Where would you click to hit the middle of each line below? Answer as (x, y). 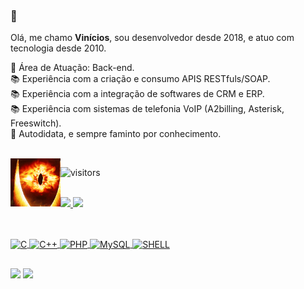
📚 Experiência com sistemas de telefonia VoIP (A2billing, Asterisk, (147, 109)
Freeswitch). (36, 123)
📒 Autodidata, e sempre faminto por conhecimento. (116, 134)
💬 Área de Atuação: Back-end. (72, 68)
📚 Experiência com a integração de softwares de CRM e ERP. (137, 94)
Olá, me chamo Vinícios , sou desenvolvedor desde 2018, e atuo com (152, 38)
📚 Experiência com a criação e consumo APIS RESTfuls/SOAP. (140, 79)
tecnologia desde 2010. (58, 48)
